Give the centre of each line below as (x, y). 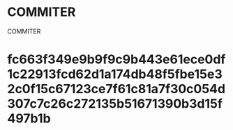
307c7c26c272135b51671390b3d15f (115, 104)
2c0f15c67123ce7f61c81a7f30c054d (116, 89)
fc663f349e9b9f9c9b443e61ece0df (116, 59)
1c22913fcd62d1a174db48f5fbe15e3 (115, 74)
